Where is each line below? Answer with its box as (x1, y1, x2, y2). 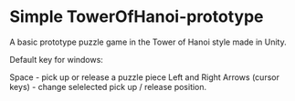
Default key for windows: (9, 54, 103, 65)
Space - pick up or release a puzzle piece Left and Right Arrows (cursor (9, 71, 280, 83)
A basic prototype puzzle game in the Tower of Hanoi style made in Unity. (9, 36, 288, 47)
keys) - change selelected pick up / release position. (9, 81, 207, 92)
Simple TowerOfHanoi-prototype (9, 6, 264, 27)
